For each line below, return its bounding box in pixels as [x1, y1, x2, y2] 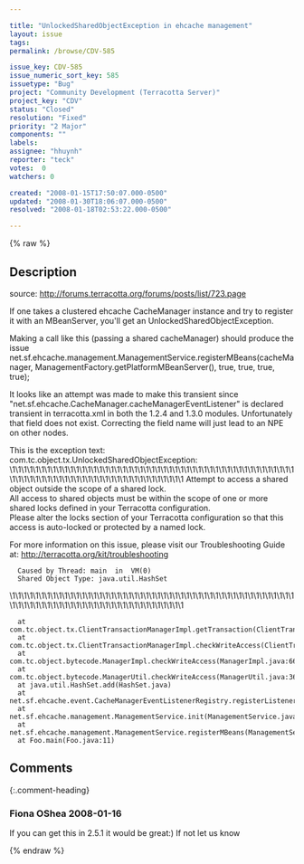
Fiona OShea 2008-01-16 [9, 807, 122, 820]
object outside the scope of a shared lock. [9, 483, 167, 494]
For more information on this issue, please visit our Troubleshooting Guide [9, 539, 286, 550]
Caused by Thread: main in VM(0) [17, 566, 152, 575]
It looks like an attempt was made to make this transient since [9, 388, 239, 399]
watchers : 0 [9, 172, 54, 181]
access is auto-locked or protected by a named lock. [9, 521, 206, 532]
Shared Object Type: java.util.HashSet [17, 574, 168, 584]
